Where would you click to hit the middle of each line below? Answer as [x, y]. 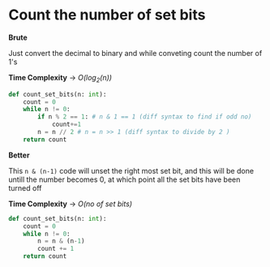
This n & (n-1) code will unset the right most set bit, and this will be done [131, 170]
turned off [25, 187]
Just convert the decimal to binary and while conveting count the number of [135, 53]
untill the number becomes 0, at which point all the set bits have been [124, 179]
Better [19, 155]
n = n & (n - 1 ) [61, 241]
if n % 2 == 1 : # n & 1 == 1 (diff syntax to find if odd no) [145, 117]
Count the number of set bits [107, 15]
